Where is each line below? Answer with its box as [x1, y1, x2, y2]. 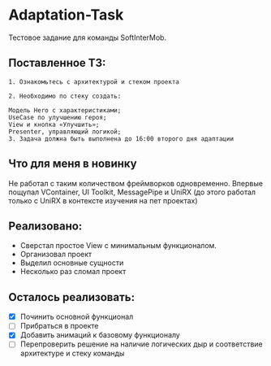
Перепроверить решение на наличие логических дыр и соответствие [19, 339, 263, 349]
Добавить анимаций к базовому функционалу [19, 330, 180, 340]
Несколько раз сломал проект [19, 267, 127, 277]
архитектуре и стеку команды [19, 348, 125, 359]
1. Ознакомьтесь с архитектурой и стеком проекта [8, 77, 180, 86]
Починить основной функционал [19, 312, 134, 322]
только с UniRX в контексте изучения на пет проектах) [8, 195, 198, 205]
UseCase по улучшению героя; [8, 113, 107, 121]
